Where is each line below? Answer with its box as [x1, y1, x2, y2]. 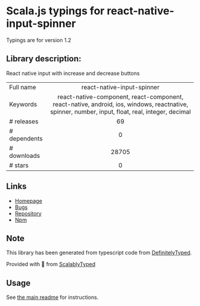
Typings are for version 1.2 [6, 36, 71, 43]
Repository [14, 210, 42, 217]
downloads [9, 151, 40, 160]
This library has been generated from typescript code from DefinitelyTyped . [6, 249, 192, 257]
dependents [9, 134, 43, 142]
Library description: [6, 54, 82, 64]
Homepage [14, 197, 43, 204]
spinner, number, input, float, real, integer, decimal [50, 107, 191, 115]
